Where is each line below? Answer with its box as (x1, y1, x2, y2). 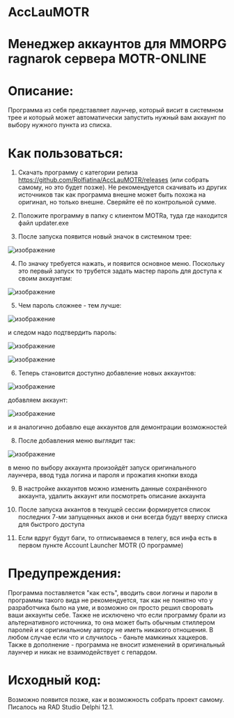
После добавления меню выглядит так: (17, 437, 136, 445)
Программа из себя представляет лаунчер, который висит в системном (8, 106, 224, 114)
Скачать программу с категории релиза (17, 168, 139, 177)
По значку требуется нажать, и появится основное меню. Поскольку (17, 260, 225, 268)
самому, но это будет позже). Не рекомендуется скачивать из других (17, 183, 227, 192)
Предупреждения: (8, 566, 121, 581)
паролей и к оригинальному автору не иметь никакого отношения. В (8, 626, 214, 634)
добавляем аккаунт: (8, 396, 68, 405)
